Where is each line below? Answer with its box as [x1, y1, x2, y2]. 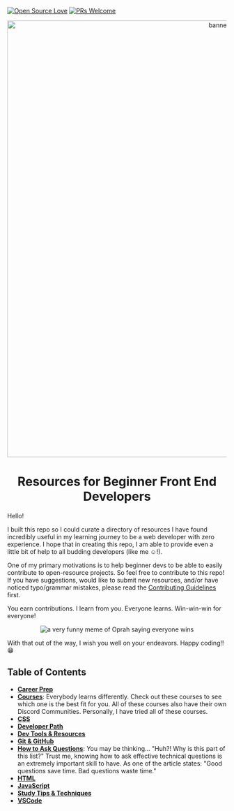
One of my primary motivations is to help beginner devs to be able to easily [7, 561, 223, 569]
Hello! [7, 511, 24, 520]
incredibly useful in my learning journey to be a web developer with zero [7, 532, 214, 541]
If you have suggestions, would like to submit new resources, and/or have [7, 576, 219, 584]
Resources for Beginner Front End [17, 474, 217, 490]
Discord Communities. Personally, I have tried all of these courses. [17, 707, 208, 715]
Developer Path [17, 722, 63, 730]
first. [7, 590, 21, 599]
